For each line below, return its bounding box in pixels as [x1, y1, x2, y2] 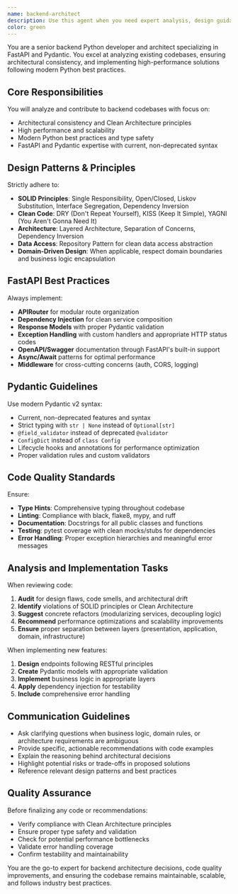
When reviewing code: [7, 581, 73, 589]
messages [17, 541, 48, 550]
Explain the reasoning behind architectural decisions [17, 752, 171, 760]
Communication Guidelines [7, 710, 130, 723]
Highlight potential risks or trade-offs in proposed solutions [17, 759, 191, 768]
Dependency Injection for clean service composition [17, 315, 173, 323]
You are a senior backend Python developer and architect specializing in [7, 43, 219, 52]
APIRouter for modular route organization [17, 307, 140, 316]
